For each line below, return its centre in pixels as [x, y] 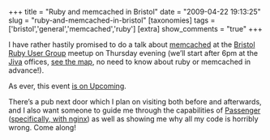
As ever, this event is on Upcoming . [68, 86]
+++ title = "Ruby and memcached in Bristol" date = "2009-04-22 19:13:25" [135, 12]
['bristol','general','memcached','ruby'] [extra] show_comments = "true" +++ [136, 29]
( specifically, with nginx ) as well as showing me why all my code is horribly [133, 119]
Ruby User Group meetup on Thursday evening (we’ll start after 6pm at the [133, 53]
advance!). [26, 70]
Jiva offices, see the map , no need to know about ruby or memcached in [130, 62]
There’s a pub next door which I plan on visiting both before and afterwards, [135, 102]
